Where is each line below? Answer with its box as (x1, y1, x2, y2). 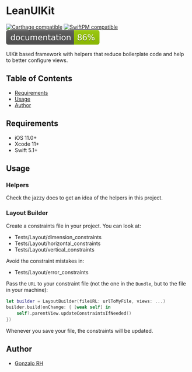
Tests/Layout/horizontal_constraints (14, 240, 101, 247)
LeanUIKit (6, 4, 55, 18)
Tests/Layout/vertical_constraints (14, 246, 95, 253)
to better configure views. (6, 57, 68, 64)
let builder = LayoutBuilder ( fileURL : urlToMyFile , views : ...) (6, 298, 166, 304)
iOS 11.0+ (14, 134, 37, 141)
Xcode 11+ (14, 140, 40, 147)
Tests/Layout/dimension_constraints (14, 233, 102, 240)
